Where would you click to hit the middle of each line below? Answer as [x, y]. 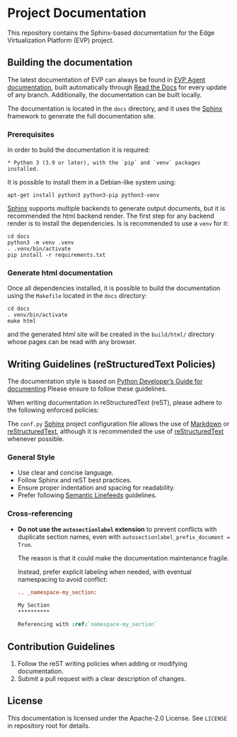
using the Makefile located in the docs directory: [77, 296]
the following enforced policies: [53, 410]
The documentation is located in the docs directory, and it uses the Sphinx [115, 109]
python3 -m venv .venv [41, 243]
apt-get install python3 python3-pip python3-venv [83, 195]
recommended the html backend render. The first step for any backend [111, 216]
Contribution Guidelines [61, 647]
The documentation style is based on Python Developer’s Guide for [105, 382]
